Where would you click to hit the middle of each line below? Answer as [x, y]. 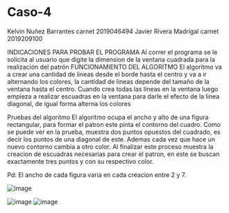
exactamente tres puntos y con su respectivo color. [80, 161]
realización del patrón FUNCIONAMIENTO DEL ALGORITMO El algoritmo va [114, 67]
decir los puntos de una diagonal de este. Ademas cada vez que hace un [111, 139]
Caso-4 [29, 12]
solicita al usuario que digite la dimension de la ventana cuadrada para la [111, 59]
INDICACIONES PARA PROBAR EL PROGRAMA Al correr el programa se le [112, 52]
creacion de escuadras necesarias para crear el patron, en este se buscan [113, 154]
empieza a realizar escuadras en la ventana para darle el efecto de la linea [113, 96]
